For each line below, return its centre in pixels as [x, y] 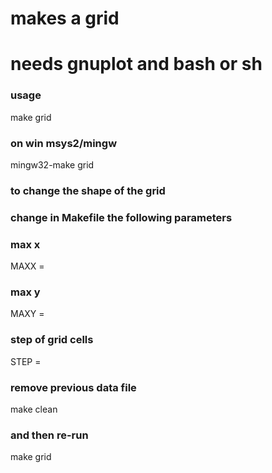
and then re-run [49, 435]
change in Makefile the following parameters [121, 217]
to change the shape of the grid [88, 190]
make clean [34, 409]
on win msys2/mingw [64, 143]
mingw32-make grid [52, 164]
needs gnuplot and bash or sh [136, 64]
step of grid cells [52, 340]
